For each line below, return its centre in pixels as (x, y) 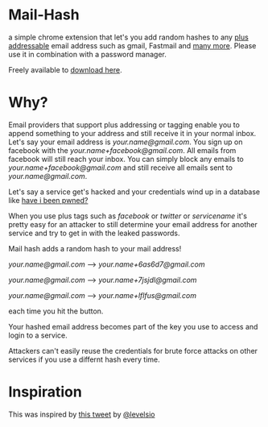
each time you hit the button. (56, 311)
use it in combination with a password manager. (87, 54)
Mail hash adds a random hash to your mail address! (95, 248)
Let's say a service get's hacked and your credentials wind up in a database (134, 192)
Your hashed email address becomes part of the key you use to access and (133, 326)
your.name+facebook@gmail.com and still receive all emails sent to (121, 168)
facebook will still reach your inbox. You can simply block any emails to (126, 159)
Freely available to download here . (65, 69)
